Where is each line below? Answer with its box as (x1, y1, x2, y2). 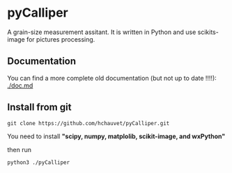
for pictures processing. (26, 35, 95, 43)
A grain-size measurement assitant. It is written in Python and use (7, 28, 196, 36)
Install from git (7, 101, 72, 113)
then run (7, 145, 32, 154)
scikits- (197, 28, 219, 36)
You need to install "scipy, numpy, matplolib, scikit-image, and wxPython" (7, 132, 226, 140)
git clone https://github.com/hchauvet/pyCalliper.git (7, 120, 170, 126)
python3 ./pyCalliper (7, 158, 70, 166)
